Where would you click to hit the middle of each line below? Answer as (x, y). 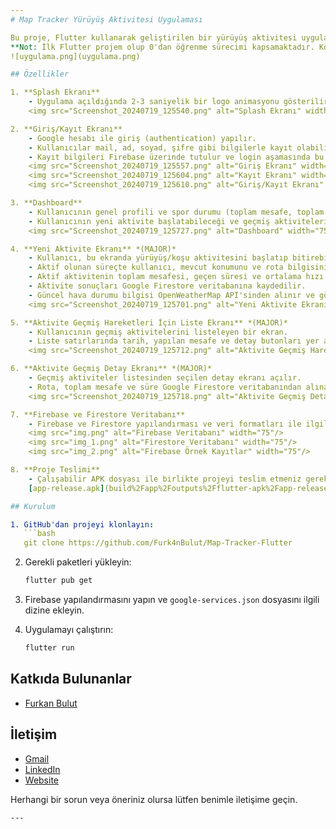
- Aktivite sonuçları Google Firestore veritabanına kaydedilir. (167, 286)
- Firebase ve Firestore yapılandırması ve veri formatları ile (165, 424)
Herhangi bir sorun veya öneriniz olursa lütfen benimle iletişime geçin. (154, 799)
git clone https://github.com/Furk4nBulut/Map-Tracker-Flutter (158, 543)
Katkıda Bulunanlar (71, 679)
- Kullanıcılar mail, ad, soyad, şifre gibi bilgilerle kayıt (160, 147)
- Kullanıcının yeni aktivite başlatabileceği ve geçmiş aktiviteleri (178, 221)
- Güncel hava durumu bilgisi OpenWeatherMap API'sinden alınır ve (171, 295)
